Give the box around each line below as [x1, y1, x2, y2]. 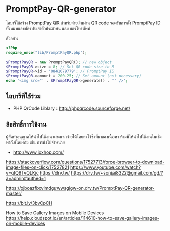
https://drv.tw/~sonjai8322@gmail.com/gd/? [71, 169, 163, 176]
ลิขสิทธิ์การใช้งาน [6, 120, 47, 129]
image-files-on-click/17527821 [6, 164, 70, 170]
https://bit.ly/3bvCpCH [6, 200, 52, 206]
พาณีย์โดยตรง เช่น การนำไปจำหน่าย [6, 139, 65, 145]
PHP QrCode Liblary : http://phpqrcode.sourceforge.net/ [13, 105, 131, 111]
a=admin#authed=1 [6, 175, 46, 181]
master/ [6, 190, 22, 196]
